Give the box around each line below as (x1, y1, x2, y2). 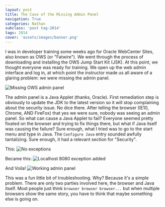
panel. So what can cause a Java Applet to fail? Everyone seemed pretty (5, 115, 154, 121)
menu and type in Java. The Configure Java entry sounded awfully (5, 131, 142, 137)
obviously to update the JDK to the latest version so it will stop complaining (5, 99, 159, 105)
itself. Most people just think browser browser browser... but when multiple (5, 185, 160, 191)
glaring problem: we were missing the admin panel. (5, 75, 110, 81)
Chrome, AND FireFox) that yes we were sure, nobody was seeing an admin (5, 110, 160, 116)
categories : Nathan (5, 21, 46, 26)
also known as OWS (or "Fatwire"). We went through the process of (5, 54, 144, 60)
